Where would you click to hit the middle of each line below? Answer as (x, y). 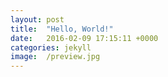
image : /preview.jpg (55, 57)
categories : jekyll (51, 47)
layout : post (37, 19)
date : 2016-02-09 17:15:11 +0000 (84, 38)
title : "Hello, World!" (62, 29)
